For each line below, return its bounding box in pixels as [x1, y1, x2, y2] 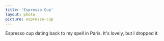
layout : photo [5, 12, 36, 17]
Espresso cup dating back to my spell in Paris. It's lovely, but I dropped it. [5, 30, 159, 36]
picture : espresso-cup [5, 16, 53, 21]
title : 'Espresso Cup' [5, 7, 53, 12]
